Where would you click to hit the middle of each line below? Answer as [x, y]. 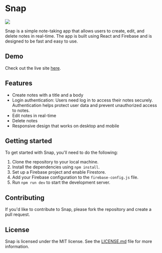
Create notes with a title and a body [48, 95]
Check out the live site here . [33, 68]
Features [19, 83]
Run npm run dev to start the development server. [61, 182]
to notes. [21, 110]
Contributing [25, 198]
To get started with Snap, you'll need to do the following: [62, 152]
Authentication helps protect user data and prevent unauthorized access [84, 105]
